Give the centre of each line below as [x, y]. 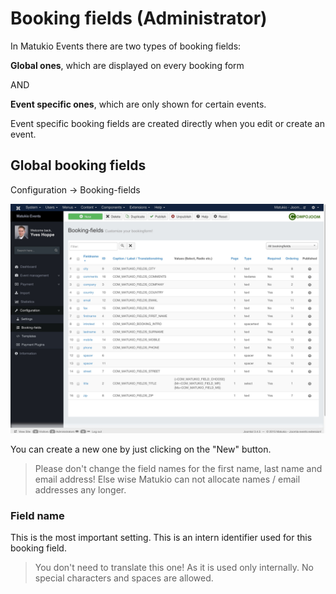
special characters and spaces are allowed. [124, 578]
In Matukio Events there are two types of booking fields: [126, 46]
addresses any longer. [80, 489]
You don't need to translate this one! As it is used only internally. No [174, 568]
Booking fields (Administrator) [139, 18]
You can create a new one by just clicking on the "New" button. [141, 449]
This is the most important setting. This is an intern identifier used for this [161, 538]
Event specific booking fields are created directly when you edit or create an [167, 123]
